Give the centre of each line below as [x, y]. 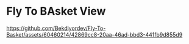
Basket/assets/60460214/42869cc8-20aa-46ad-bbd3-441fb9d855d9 [94, 34]
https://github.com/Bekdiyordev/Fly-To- [56, 28]
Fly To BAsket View [56, 11]
